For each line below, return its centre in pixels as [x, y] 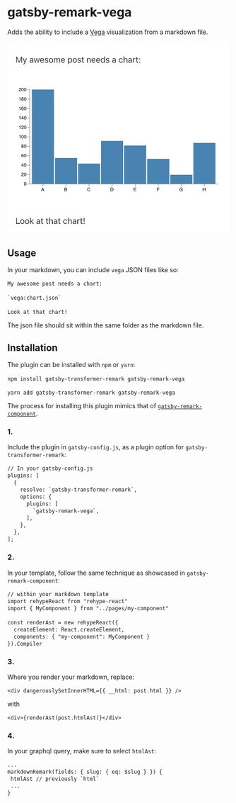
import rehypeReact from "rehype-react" [68, 601]
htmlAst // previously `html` [55, 779]
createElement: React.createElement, [69, 629]
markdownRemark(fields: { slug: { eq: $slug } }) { [85, 772]
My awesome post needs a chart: [55, 284]
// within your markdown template [58, 594]
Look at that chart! [38, 313]
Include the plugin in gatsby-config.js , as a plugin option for [96, 447]
